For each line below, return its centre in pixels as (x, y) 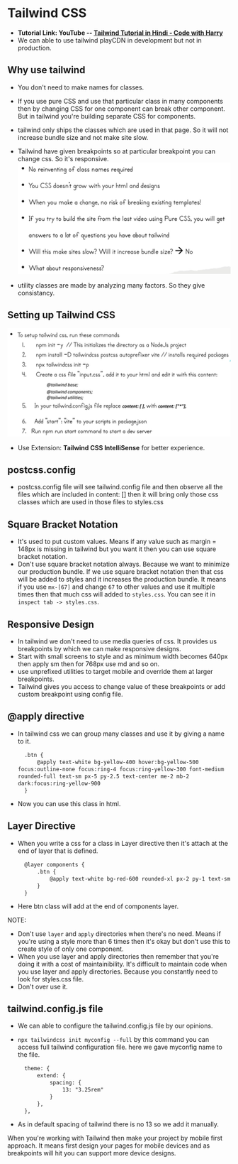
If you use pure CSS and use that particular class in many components (120, 101)
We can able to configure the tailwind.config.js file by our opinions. (115, 1026)
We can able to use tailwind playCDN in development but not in (109, 40)
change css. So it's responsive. (63, 158)
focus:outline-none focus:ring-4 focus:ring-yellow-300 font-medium (121, 769)
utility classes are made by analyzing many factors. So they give (111, 285)
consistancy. (36, 293)
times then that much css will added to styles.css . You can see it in (117, 594)
